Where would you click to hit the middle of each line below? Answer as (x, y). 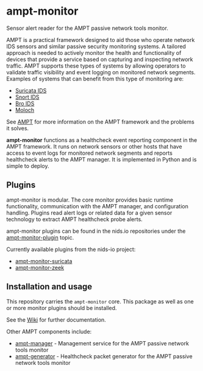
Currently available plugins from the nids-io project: (71, 249)
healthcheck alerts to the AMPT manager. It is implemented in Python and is (101, 159)
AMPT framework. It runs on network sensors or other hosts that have (94, 146)
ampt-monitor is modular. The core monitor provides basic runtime (90, 200)
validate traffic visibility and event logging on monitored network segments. (101, 72)
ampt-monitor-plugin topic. (40, 237)
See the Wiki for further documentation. (56, 320)
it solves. (18, 128)
